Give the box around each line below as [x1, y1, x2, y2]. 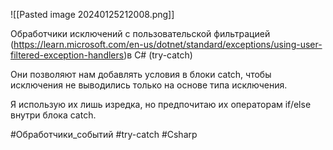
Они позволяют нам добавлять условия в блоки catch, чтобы [10, 69, 272, 80]
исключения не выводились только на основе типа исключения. [10, 79, 288, 91]
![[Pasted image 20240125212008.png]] [10, 9, 175, 20]
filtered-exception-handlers [10, 49, 125, 61]
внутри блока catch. [10, 109, 97, 121]
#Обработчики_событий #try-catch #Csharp [10, 129, 198, 140]
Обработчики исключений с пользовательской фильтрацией [10, 28, 271, 39]
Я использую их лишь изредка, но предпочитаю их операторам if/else [10, 99, 312, 110]
